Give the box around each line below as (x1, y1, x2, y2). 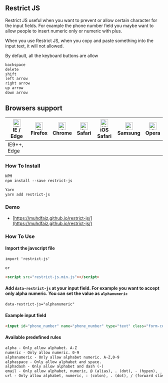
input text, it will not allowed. (5, 42, 64, 49)
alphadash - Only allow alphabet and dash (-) (5, 364, 104, 369)
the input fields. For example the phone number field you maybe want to (5, 22, 154, 28)
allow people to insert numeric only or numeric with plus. (5, 27, 122, 34)
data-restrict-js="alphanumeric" (5, 301, 75, 306)
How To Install (5, 162, 40, 169)
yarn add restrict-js (5, 192, 50, 197)
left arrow (5, 76, 28, 81)
